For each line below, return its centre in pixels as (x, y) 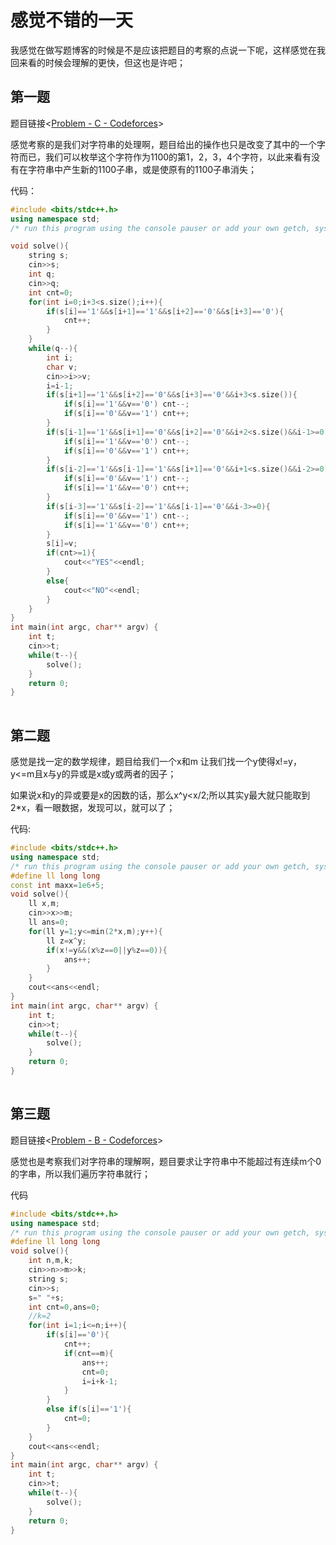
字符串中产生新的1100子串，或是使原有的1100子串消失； (142, 169)
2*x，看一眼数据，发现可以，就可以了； (93, 808)
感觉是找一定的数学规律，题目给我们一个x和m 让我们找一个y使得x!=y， (156, 762)
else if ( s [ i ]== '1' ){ (89, 1409)
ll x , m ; (44, 904)
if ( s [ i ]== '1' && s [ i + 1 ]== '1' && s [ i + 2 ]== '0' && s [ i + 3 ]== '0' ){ (165, 311)
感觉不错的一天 (72, 20)
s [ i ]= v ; (62, 544)
